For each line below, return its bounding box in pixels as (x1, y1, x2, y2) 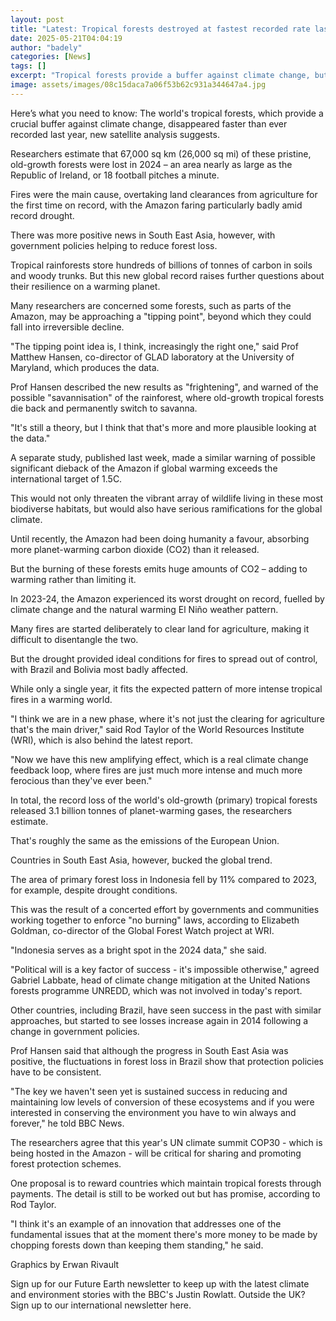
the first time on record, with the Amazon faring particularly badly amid (10, 199, 303, 211)
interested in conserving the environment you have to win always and (10, 1106, 297, 1118)
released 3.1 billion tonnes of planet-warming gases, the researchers (10, 804, 293, 816)
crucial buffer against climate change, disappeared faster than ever (10, 117, 288, 130)
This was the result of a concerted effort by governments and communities (10, 903, 320, 915)
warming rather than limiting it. (10, 573, 137, 585)
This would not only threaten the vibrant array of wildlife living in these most (10, 492, 324, 504)
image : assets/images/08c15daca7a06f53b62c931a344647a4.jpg (10, 80, 267, 90)
